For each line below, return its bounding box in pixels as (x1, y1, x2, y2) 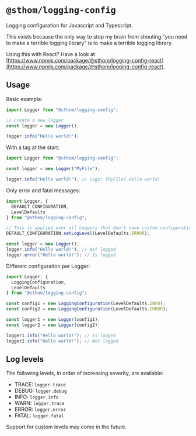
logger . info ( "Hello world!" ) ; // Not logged (6, 247, 116, 252)
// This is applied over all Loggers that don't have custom (6, 225, 158, 231)
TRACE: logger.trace (14, 381, 66, 388)
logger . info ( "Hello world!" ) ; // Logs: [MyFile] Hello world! (6, 177, 160, 182)
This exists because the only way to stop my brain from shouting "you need (6, 33, 188, 40)
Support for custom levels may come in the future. (6, 423, 127, 431)
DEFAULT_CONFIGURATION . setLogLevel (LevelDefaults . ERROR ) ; (6, 230, 150, 237)
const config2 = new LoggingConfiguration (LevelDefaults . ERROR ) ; (6, 306, 168, 312)
